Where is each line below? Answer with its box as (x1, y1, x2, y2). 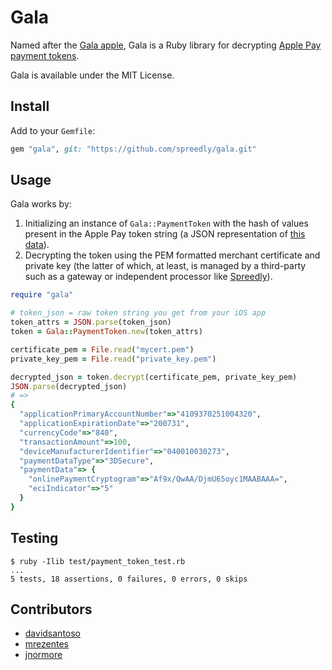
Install (10, 98, 50, 115)
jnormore (24, 649, 63, 661)
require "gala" (10, 290, 74, 300)
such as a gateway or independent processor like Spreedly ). (24, 271, 273, 283)
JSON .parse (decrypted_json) (10, 381, 128, 391)
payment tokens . (10, 49, 80, 61)
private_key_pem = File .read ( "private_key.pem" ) (10, 354, 217, 364)
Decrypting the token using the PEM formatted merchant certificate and (24, 249, 321, 261)
